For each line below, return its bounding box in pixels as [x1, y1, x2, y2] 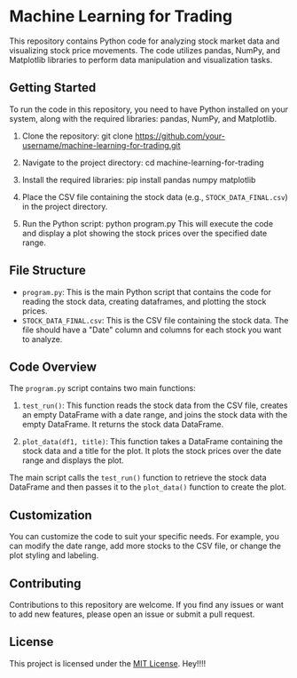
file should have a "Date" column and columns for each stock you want [21, 324, 282, 335]
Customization [9, 507, 93, 522]
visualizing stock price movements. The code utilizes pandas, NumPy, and [9, 44, 281, 55]
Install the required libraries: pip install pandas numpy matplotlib [21, 174, 256, 185]
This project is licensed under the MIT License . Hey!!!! [9, 658, 207, 668]
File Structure [9, 263, 86, 278]
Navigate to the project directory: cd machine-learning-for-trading [21, 157, 264, 168]
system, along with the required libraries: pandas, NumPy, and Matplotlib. [9, 113, 277, 124]
